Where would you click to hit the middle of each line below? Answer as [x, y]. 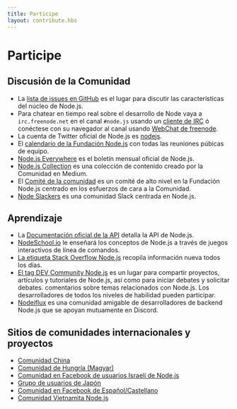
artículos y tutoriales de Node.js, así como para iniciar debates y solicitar [123, 280]
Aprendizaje [35, 218]
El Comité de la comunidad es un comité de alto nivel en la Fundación [119, 181]
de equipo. [33, 151]
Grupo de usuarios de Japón [59, 383]
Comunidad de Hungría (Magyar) [66, 368]
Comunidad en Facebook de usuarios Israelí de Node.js [98, 376]
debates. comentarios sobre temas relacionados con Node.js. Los [114, 288]
